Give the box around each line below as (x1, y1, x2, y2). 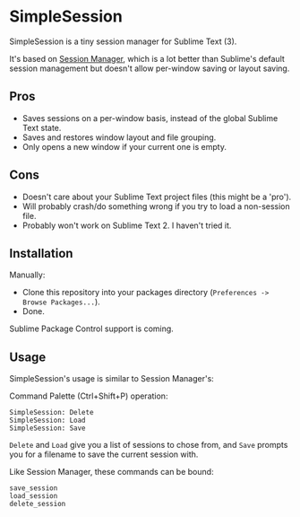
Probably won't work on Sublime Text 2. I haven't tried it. (21, 220, 232, 231)
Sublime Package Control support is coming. (9, 323, 175, 334)
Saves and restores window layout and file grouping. (21, 132, 217, 143)
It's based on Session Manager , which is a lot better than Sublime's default (9, 53, 285, 64)
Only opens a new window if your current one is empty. (21, 141, 227, 152)
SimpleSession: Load (9, 416, 87, 425)
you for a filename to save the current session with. (9, 449, 199, 460)
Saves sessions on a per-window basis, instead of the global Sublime (21, 112, 279, 123)
